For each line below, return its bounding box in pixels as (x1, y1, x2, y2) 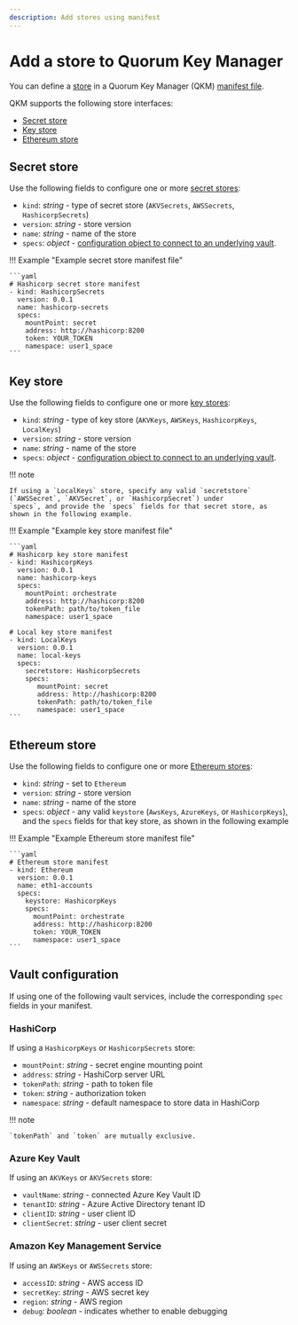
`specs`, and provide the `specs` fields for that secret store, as (9, 502, 268, 511)
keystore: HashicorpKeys (25, 897, 117, 906)
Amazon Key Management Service (9, 1240, 162, 1252)
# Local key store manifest (9, 628, 114, 637)
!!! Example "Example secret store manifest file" (9, 255, 184, 266)
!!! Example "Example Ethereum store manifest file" (9, 833, 195, 843)
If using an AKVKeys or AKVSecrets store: (9, 1172, 153, 1183)
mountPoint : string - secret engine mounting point (21, 1060, 203, 1070)
